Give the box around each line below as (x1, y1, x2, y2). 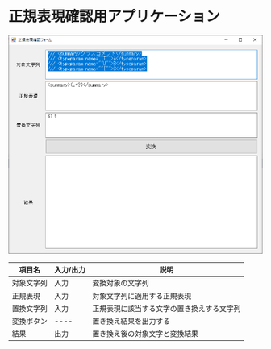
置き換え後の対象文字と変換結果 (92, 329, 199, 339)
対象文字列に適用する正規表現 (92, 291, 192, 301)
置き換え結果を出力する (92, 316, 171, 326)
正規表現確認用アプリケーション (8, 7, 220, 26)
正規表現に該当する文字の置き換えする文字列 (92, 303, 241, 313)
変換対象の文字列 (92, 278, 149, 288)
